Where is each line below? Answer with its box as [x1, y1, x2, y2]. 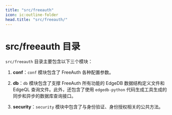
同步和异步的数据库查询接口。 [12, 93, 76, 99]
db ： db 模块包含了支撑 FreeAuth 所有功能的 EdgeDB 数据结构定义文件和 [12, 80, 165, 86]
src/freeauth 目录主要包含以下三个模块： [5, 58, 93, 64]
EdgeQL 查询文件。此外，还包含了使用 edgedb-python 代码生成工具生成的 [12, 86, 167, 93]
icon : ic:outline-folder [5, 12, 59, 17]
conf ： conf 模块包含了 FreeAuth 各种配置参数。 [12, 70, 114, 76]
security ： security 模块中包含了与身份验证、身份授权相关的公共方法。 [12, 104, 163, 110]
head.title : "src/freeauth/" [5, 17, 68, 22]
